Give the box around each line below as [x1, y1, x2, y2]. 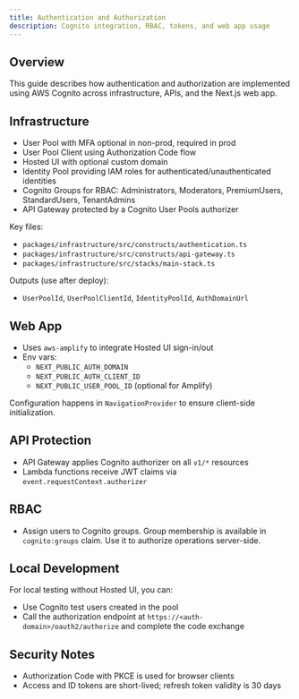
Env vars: [21, 351, 57, 362]
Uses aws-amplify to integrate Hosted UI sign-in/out [21, 342, 214, 353]
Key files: [9, 221, 44, 233]
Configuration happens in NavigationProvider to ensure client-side [9, 397, 255, 408]
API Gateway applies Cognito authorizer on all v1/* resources [21, 456, 249, 467]
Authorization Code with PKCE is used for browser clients [21, 670, 235, 681]
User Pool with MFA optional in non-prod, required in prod [21, 138, 236, 149]
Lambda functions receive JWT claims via [21, 466, 177, 477]
